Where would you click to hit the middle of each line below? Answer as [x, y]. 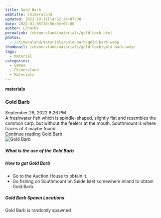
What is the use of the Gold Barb [40, 151]
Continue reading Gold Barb [34, 134]
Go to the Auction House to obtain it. [50, 176]
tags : [11, 51]
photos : [13, 38]
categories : [17, 61]
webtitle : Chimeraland [29, 14]
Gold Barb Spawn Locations [35, 198]
